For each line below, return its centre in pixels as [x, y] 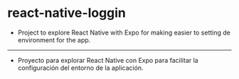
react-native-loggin [67, 13]
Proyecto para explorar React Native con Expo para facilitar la [108, 60]
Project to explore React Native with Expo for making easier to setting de [124, 32]
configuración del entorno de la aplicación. [80, 68]
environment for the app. [54, 39]
